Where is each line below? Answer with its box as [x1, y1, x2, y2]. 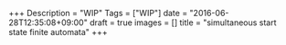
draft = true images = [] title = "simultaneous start [89, 17, 277, 28]
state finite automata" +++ [8, 27, 109, 37]
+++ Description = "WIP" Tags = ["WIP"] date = [8, 8, 188, 18]
